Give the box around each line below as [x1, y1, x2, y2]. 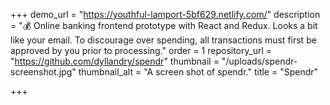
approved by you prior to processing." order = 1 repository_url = [10, 45, 273, 56]
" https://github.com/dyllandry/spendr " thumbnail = [10, 55, 220, 67]
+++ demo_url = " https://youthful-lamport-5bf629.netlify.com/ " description [10, 9, 321, 20]
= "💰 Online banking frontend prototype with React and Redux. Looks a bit [10, 20, 318, 31]
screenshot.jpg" [10, 66, 77, 78]
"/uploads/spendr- [221, 55, 298, 67]
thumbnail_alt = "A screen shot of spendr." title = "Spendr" [78, 66, 319, 78]
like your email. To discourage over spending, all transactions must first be [10, 34, 317, 46]
